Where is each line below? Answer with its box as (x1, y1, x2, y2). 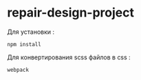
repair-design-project (7, 5, 134, 21)
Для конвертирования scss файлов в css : (7, 53, 131, 61)
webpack (7, 66, 30, 73)
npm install (7, 41, 41, 48)
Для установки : (7, 28, 55, 36)
